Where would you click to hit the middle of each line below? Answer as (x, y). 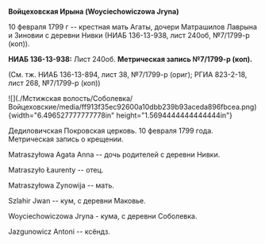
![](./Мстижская (35, 98)
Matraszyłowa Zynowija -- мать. (61, 185)
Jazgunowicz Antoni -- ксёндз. (60, 231)
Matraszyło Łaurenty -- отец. (56, 170)
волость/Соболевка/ (98, 98)
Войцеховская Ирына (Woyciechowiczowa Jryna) (94, 12)
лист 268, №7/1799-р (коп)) (54, 83)
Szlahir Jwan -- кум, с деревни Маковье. (77, 201)
